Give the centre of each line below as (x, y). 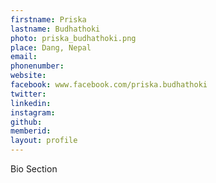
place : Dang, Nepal (51, 47)
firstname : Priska (48, 19)
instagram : (33, 112)
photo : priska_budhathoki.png (73, 38)
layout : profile (44, 141)
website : (28, 76)
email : (24, 57)
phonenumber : (37, 66)
